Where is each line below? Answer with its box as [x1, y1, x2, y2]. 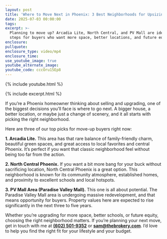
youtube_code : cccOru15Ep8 [5, 68, 61, 73]
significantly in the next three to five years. [5, 203, 93, 208]
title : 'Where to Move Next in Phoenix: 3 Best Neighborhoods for [5, 12, 146, 17]
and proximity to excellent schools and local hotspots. [5, 177, 115, 183]
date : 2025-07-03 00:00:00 [5, 16, 61, 21]
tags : [5, 21, 16, 26]
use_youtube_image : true [5, 58, 57, 63]
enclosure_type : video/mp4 [5, 49, 61, 54]
